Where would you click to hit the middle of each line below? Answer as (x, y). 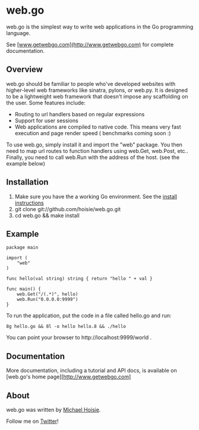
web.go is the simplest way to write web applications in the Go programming (100, 27)
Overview (25, 70)
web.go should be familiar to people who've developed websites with (91, 84)
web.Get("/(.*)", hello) (48, 294)
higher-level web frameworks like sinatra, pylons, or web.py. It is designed (97, 90)
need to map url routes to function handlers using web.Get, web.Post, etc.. (97, 151)
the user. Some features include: (46, 103)
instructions (29, 203)
